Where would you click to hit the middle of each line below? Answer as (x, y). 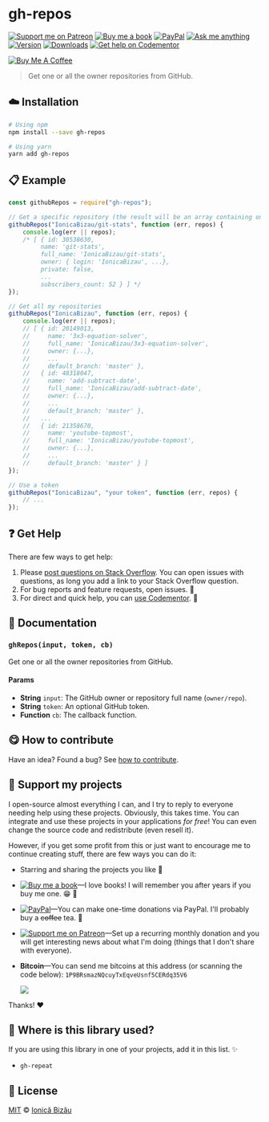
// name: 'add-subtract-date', (82, 381)
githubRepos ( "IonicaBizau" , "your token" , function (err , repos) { (123, 492)
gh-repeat (36, 1066)
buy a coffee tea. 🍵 (51, 917)
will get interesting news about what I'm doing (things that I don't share (137, 941)
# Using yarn (30, 147)
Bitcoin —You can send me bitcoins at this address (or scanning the (131, 965)
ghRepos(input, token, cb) (61, 645)
